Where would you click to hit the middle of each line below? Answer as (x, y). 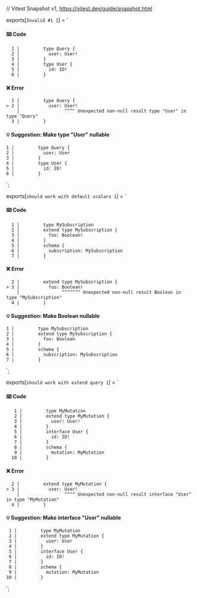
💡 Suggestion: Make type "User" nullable (58, 135)
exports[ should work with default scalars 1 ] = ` (67, 196)
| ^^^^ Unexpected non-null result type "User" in (101, 111)
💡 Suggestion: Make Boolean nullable (53, 316)
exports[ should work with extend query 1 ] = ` (62, 383)
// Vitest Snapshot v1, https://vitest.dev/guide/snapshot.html (79, 9)
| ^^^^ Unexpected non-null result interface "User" (104, 494)
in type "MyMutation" (33, 500)
